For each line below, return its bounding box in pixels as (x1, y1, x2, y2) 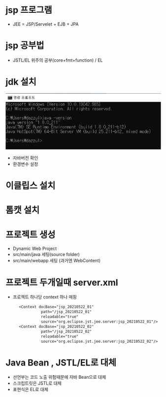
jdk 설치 (5, 76, 36, 88)
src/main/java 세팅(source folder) (12, 252, 80, 257)
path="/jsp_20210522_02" (40, 329, 92, 334)
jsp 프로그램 (5, 4, 52, 16)
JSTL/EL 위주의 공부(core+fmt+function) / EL (12, 57, 103, 63)
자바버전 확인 (12, 155, 38, 161)
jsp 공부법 (5, 40, 44, 51)
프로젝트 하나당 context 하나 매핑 (12, 294, 77, 300)
